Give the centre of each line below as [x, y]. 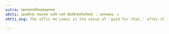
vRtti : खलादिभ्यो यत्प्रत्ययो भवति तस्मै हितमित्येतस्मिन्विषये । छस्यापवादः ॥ [62, 14]
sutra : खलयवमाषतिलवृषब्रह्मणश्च [30, 10]
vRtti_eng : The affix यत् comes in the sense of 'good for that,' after [82, 19]
